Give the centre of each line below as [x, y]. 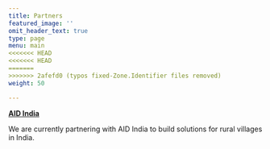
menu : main [27, 46]
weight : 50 [27, 83]
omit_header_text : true [48, 31]
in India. [21, 137]
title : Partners [35, 16]
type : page [27, 38]
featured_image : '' [41, 23]
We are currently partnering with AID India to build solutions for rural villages [135, 129]
